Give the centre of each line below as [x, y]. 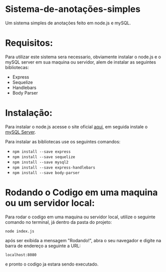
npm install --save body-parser [46, 173]
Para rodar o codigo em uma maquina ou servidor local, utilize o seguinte [80, 217]
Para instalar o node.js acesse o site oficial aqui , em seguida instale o [77, 127]
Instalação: [29, 113]
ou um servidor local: [50, 203]
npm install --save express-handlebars [54, 168]
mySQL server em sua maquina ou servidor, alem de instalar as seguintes [81, 62]
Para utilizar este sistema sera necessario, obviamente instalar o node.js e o [83, 57]
